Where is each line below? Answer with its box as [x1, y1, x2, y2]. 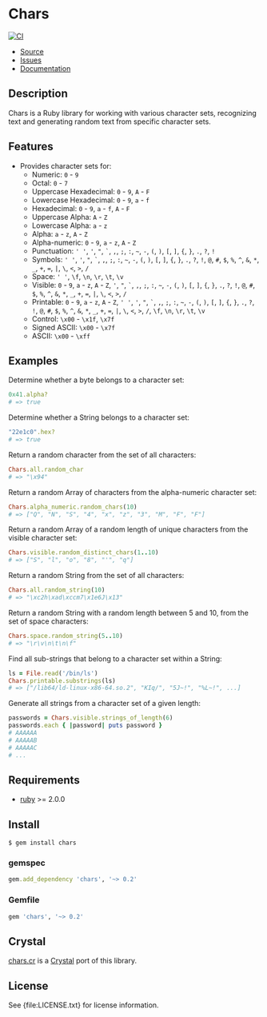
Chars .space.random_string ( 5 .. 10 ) [8, 632, 124, 640]
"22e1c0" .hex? [8, 429, 56, 437]
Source [19, 46, 44, 56]
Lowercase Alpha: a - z [31, 221, 108, 230]
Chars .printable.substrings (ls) [8, 676, 116, 684]
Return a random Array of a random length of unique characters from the [8, 524, 249, 534]
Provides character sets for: [19, 161, 112, 170]
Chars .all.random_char [8, 465, 84, 473]
